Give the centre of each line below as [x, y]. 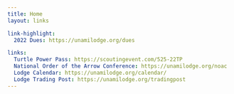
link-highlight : [31, 33]
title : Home [25, 14]
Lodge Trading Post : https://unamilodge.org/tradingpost [100, 79]
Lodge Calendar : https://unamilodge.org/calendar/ [90, 73]
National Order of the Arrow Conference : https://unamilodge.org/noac [121, 66]
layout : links [28, 21]
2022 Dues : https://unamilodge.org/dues [74, 40]
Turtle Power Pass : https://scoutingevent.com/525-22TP [98, 60]
